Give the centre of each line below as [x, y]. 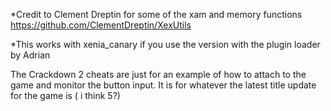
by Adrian [30, 55]
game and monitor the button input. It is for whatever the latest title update [163, 85]
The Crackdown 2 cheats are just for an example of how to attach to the [158, 74]
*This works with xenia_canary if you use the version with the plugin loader [165, 44]
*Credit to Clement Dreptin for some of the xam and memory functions [156, 14]
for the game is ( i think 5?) [65, 95]
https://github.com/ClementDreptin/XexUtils [101, 25]
